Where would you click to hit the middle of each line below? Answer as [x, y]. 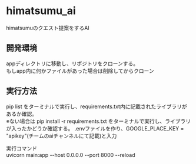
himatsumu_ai [41, 11]
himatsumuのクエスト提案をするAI [48, 28]
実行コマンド [21, 148]
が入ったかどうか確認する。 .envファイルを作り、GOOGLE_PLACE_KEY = [95, 128]
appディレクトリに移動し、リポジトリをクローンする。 [72, 63]
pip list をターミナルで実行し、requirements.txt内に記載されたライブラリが [97, 106]
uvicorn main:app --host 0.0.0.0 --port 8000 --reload [71, 155]
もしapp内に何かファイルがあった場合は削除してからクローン [80, 71]
